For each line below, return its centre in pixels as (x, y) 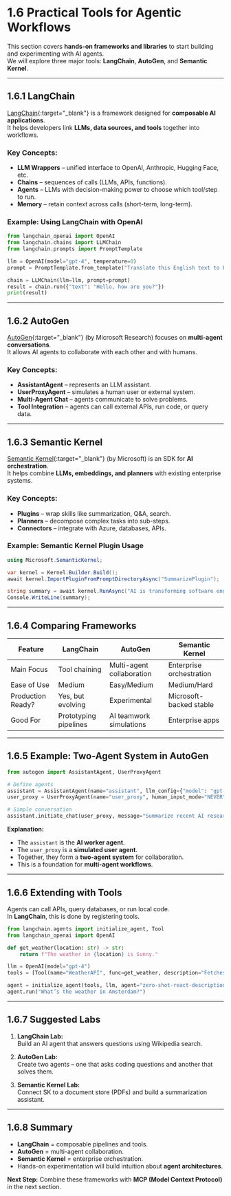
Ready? (23, 705)
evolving (72, 705)
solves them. (35, 1072)
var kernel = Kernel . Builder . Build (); (63, 572)
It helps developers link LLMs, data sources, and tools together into (103, 127)
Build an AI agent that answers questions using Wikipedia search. (110, 1043)
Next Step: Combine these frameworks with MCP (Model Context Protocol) (115, 1179)
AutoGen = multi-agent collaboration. (70, 1151)
